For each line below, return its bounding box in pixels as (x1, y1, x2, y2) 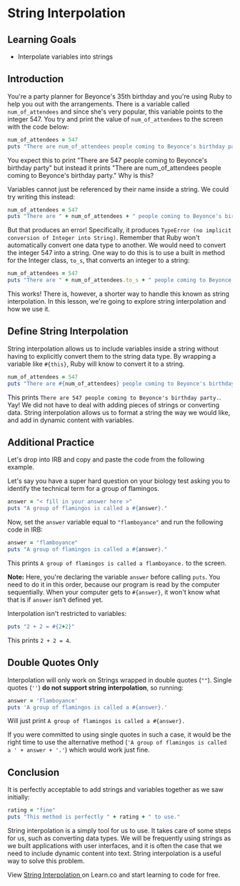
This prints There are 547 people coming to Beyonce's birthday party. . (7, 393, 221, 402)
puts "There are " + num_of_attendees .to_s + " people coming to (7, 277, 206, 284)
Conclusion (7, 766, 60, 778)
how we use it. (7, 305, 50, 314)
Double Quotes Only (7, 657, 99, 669)
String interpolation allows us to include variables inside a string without (7, 344, 219, 353)
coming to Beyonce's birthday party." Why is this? (7, 171, 154, 179)
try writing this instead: (7, 192, 75, 201)
